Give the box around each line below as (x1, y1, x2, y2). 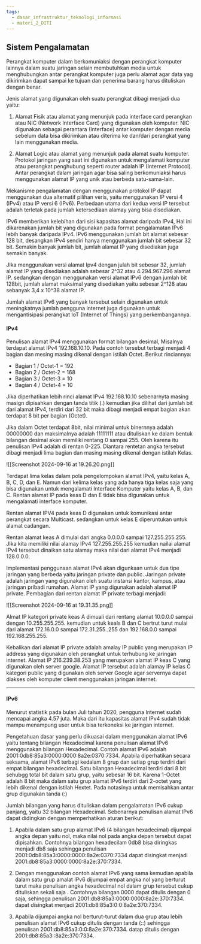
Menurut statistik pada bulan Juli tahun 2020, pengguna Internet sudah (6, 708, 182, 716)
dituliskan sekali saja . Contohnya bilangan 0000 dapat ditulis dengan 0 (14, 888, 191, 895)
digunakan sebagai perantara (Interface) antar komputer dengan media (14, 126, 190, 133)
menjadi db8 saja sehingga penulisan (14, 845, 106, 852)
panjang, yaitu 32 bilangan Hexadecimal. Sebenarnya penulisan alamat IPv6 (6, 808, 193, 815)
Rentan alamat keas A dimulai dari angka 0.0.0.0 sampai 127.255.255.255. (6, 534, 187, 541)
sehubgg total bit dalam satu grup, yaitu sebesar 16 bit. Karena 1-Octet (6, 771, 180, 778)
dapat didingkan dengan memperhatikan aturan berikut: (6, 814, 144, 821)
